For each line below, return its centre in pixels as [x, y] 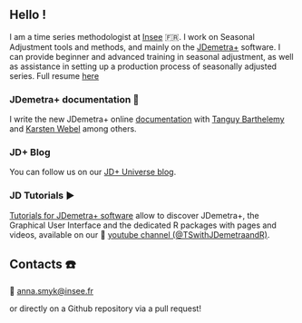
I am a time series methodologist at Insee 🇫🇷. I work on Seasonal [132, 36]
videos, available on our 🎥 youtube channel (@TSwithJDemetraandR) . [140, 234]
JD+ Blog [30, 152]
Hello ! [28, 15]
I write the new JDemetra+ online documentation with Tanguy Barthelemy [147, 119]
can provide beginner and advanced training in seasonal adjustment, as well [151, 56]
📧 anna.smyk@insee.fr [51, 290]
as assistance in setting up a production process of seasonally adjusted [143, 66]
